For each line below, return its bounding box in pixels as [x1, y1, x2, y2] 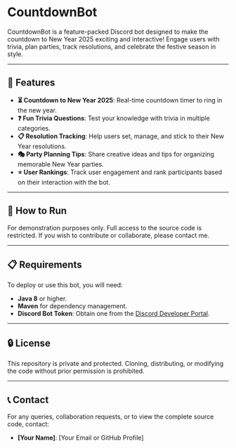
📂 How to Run [7, 205, 67, 217]
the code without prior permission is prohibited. [7, 367, 145, 376]
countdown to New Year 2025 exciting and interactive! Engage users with [7, 34, 220, 43]
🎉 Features [7, 77, 55, 88]
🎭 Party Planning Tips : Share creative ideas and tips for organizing [17, 150, 214, 158]
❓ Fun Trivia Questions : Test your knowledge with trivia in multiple [17, 114, 211, 122]
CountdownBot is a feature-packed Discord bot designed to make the [7, 27, 209, 36]
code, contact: [7, 420, 49, 428]
